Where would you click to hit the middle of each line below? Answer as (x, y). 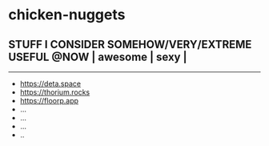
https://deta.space (50, 83)
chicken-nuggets (67, 15)
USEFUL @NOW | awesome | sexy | (98, 57)
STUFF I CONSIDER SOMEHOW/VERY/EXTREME (130, 45)
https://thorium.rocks (55, 92)
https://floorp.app (49, 101)
